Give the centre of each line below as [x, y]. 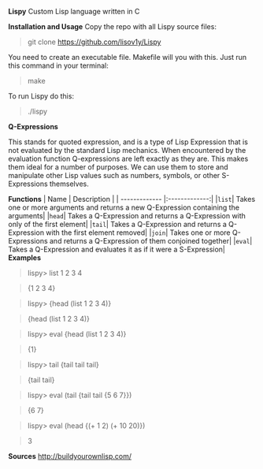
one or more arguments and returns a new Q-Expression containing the [124, 207]
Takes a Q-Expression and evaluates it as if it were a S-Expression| [117, 249]
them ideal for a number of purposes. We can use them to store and [118, 167]
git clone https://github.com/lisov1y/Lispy [94, 42]
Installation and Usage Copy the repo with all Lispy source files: [112, 26]
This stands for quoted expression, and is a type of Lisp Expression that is [128, 142]
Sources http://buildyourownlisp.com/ [70, 456]
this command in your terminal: [58, 65]
